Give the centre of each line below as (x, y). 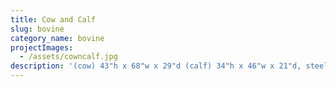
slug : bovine (37, 29)
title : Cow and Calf (53, 19)
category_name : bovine (57, 38)
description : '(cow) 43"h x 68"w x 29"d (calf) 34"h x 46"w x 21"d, (156, 66)
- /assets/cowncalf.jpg (68, 57)
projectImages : (42, 47)
